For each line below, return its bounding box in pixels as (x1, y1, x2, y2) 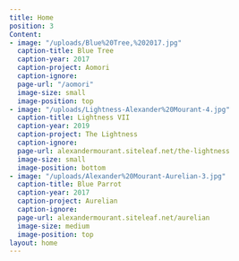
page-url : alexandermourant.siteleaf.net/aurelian (17, 213, 210, 222)
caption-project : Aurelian (17, 196, 118, 206)
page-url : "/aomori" (17, 80, 94, 89)
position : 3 (9, 22, 54, 30)
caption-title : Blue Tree (17, 47, 115, 56)
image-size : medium (17, 222, 90, 231)
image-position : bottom (17, 163, 106, 172)
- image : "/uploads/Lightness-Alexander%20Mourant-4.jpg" (9, 105, 230, 114)
